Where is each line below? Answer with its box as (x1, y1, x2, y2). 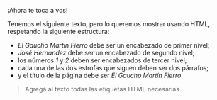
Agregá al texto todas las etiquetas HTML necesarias (24, 85, 179, 93)
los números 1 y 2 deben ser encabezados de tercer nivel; (17, 56, 187, 65)
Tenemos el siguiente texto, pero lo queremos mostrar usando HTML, (7, 20, 211, 28)
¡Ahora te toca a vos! (7, 6, 68, 14)
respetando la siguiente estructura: (7, 28, 110, 35)
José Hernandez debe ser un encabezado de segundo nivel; (17, 49, 195, 57)
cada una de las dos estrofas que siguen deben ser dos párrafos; (17, 64, 209, 72)
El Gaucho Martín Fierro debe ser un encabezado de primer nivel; (17, 41, 210, 49)
